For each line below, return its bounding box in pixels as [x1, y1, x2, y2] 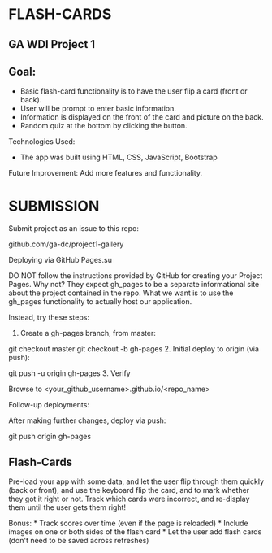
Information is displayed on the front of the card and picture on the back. [19, 112, 264, 122]
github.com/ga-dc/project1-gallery [8, 239, 124, 249]
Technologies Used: [8, 137, 76, 146]
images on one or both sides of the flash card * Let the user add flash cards [8, 527, 262, 537]
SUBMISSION [8, 197, 100, 216]
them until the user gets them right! [8, 503, 127, 512]
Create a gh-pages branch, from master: [19, 329, 156, 338]
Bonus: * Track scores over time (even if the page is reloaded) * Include [8, 518, 249, 529]
